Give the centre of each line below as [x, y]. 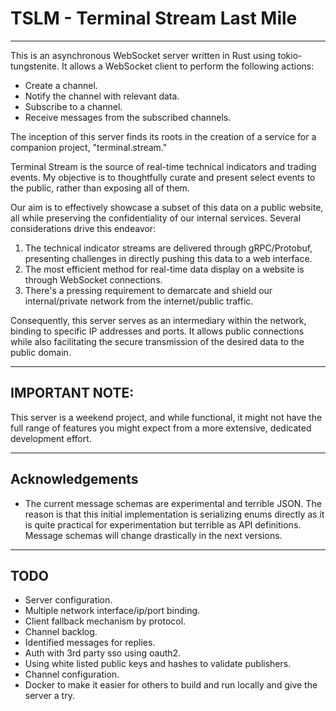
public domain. [41, 352]
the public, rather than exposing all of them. [100, 188]
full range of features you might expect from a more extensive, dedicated [161, 428]
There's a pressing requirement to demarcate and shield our [148, 290]
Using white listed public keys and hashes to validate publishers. [158, 664]
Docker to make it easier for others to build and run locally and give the [171, 685]
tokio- [290, 55]
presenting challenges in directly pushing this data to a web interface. [168, 258]
